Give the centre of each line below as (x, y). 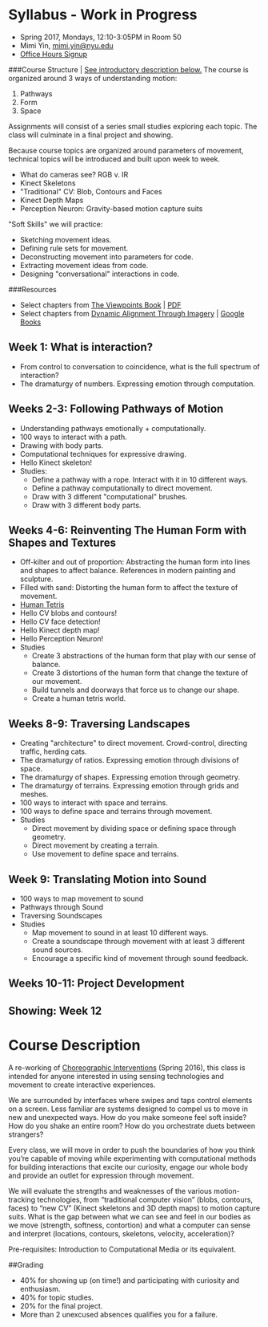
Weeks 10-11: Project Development (96, 984)
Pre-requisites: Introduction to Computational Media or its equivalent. (122, 1249)
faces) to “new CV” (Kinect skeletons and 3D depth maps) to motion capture (134, 1208)
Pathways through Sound (62, 907)
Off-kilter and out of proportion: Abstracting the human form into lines (135, 562)
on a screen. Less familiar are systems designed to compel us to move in (128, 1109)
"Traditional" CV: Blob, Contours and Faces (91, 191)
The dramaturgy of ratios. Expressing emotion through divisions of (129, 760)
